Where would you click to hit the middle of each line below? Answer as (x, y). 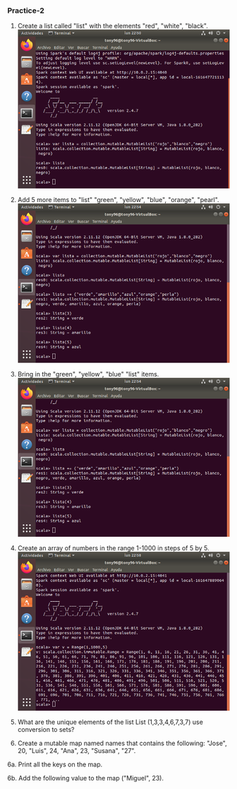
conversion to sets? (46, 729)
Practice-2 (26, 11)
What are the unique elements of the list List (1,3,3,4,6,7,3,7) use (110, 722)
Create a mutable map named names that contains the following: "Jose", (122, 743)
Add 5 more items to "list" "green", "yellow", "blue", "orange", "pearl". (119, 200)
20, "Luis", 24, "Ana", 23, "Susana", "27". (77, 750)
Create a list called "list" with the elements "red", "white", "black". (113, 26)
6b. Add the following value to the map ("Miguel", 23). (86, 778)
